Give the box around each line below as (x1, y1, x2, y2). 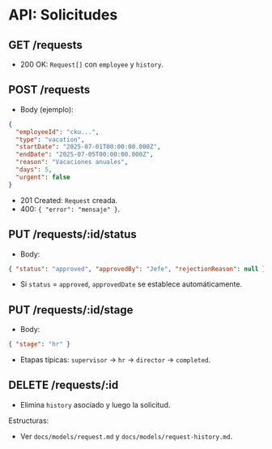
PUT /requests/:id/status (8, 227, 138, 241)
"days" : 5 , (15, 166, 53, 174)
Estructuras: (8, 416, 49, 425)
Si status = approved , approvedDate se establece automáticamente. (19, 279, 243, 289)
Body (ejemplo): (19, 104, 74, 114)
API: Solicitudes (8, 6, 118, 24)
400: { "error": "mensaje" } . (19, 204, 121, 214)
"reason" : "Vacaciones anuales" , (15, 158, 129, 166)
